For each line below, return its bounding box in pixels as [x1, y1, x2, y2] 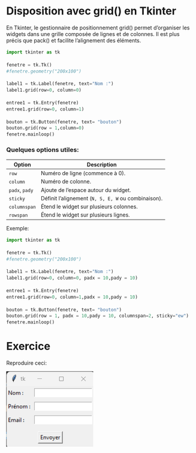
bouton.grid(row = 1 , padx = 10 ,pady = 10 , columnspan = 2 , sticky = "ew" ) [6, 313, 189, 319]
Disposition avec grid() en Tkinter [6, 4, 177, 18]
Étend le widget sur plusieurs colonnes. [41, 203, 138, 211]
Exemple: [6, 224, 29, 232]
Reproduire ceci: [6, 359, 47, 367]
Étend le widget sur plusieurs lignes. [41, 211, 130, 218]
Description [86, 161, 117, 168]
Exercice [6, 340, 51, 353]
